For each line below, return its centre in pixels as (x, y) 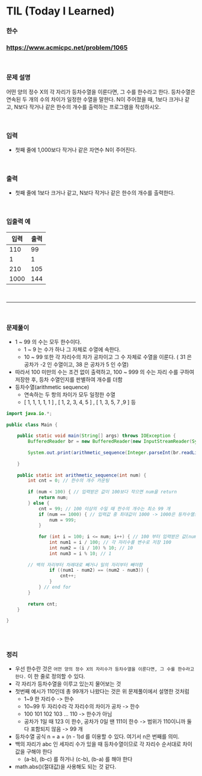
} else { (39, 503)
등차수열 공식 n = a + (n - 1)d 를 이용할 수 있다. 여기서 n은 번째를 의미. (97, 737)
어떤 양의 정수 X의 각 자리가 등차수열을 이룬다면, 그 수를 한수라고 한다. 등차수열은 (101, 92)
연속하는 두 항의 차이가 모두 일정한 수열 (70, 394)
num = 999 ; (63, 520)
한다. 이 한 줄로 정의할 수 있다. (50, 677)
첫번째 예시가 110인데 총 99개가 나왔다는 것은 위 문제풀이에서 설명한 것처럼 (102, 692)
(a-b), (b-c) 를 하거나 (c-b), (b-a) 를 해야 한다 (78, 759)
